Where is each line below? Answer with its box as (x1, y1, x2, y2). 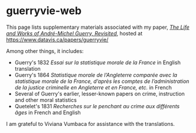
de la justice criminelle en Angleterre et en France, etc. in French (14, 84, 172, 91)
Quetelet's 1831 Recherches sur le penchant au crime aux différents (14, 102, 180, 109)
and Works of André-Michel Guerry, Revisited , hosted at (6, 29, 143, 36)
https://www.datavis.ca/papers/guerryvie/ (6, 36, 109, 43)
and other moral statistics (14, 96, 77, 104)
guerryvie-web (6, 4, 82, 18)
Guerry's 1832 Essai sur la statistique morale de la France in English (14, 59, 181, 66)
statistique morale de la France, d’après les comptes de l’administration (14, 78, 190, 85)
